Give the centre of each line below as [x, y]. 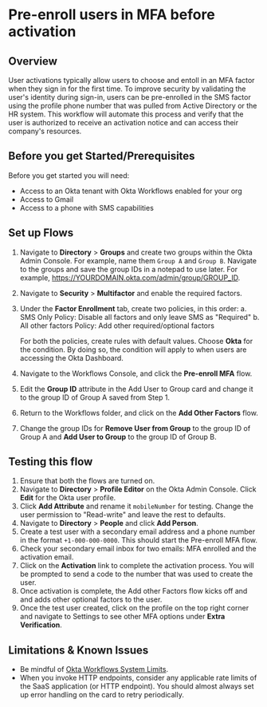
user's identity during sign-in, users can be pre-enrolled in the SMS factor [130, 97]
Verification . [41, 625]
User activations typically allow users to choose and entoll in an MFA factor [132, 80]
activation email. [47, 557]
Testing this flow [51, 462]
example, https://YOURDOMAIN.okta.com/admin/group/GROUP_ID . [130, 278]
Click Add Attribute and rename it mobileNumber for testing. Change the [136, 506]
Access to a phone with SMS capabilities [86, 207]
